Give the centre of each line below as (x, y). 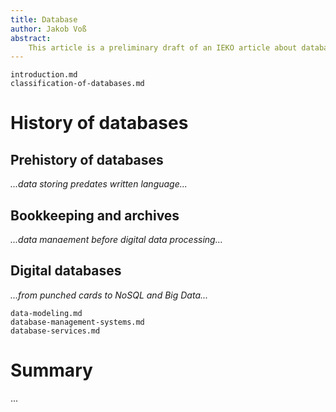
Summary (51, 370)
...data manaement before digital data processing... (116, 240)
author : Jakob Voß (48, 29)
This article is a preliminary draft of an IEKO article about (163, 47)
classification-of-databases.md (77, 84)
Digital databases (66, 271)
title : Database (44, 19)
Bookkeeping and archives (95, 215)
